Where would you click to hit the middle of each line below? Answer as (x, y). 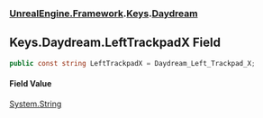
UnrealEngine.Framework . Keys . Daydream (104, 14)
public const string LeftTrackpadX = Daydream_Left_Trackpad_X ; (132, 63)
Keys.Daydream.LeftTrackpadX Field (115, 43)
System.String (36, 104)
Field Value (31, 84)
